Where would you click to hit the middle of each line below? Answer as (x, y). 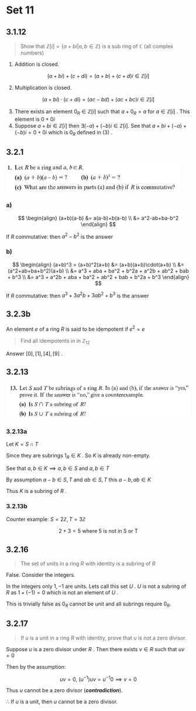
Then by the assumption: (36, 666)
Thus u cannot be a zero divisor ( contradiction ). (64, 690)
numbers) (32, 53)
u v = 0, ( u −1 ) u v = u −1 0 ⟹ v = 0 (98, 679)
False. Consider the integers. (41, 575)
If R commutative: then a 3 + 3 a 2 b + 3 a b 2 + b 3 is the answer (78, 295)
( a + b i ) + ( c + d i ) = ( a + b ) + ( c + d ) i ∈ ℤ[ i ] (98, 76)
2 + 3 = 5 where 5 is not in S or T (98, 531)
